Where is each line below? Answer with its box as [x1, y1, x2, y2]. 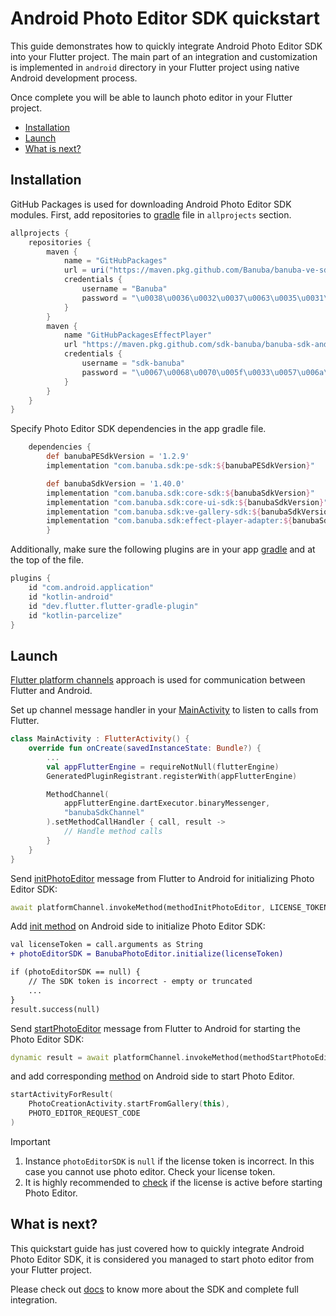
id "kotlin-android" [28, 592, 114, 602]
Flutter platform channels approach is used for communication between [10, 674, 306, 686]
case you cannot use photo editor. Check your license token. [24, 1165, 276, 1177]
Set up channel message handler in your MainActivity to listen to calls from [10, 704, 319, 716]
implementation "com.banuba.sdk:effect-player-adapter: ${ [46, 516, 293, 526]
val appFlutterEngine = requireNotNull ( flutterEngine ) [46, 762, 280, 772]
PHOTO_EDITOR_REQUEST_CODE [28, 1108, 141, 1119]
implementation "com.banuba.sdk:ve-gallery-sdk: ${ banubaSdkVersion [46, 507, 333, 517]
